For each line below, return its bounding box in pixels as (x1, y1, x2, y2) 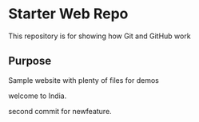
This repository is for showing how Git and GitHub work (8, 31, 191, 41)
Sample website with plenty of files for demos (8, 75, 160, 85)
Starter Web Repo (8, 5, 129, 23)
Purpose (8, 54, 52, 68)
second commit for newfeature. (8, 106, 112, 116)
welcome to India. (8, 91, 67, 100)
